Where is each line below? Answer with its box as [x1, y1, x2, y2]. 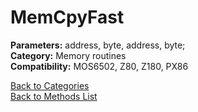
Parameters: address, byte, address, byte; [10, 39, 186, 51]
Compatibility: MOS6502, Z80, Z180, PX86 [10, 60, 189, 72]
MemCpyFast [10, 6, 125, 29]
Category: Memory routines [10, 49, 127, 61]
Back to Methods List [10, 90, 98, 102]
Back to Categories [10, 79, 90, 91]
